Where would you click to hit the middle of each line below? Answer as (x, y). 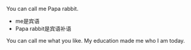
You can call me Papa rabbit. (42, 9)
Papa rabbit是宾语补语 (43, 29)
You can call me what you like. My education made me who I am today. (96, 41)
